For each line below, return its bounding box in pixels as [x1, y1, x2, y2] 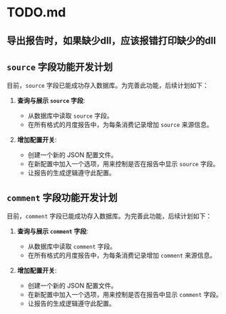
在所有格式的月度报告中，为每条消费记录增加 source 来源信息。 [27, 121, 213, 129]
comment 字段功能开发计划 [6, 191, 118, 203]
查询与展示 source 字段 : [16, 96, 86, 105]
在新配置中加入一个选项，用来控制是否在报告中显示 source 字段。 [27, 160, 220, 168]
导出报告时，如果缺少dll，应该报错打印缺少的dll [6, 34, 217, 46]
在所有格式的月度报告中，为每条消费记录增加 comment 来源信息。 [27, 251, 217, 260]
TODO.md [6, 4, 66, 21]
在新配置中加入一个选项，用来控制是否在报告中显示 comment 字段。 [27, 290, 222, 299]
